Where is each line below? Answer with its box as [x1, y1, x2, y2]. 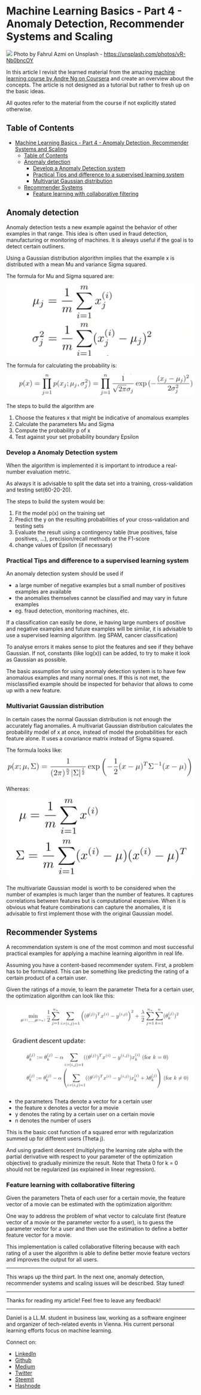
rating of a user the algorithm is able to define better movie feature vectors [6, 1250, 190, 1257]
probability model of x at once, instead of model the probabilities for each [6, 728, 187, 736]
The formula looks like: [6, 746, 63, 754]
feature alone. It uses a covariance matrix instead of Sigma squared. [6, 734, 175, 742]
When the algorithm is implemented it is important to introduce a [6, 462, 165, 469]
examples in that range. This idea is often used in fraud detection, [6, 230, 168, 237]
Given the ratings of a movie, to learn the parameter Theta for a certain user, [6, 986, 194, 993]
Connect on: [6, 1339, 37, 1346]
